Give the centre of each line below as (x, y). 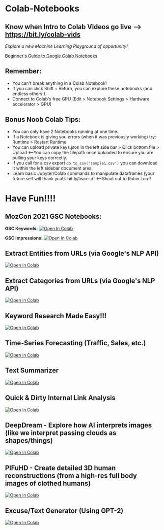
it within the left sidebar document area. (53, 168)
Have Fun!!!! (30, 198)
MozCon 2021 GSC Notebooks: (54, 216)
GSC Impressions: (24, 238)
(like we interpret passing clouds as (61, 433)
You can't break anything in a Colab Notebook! (59, 83)
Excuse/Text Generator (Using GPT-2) (64, 511)
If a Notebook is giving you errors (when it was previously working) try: (84, 136)
